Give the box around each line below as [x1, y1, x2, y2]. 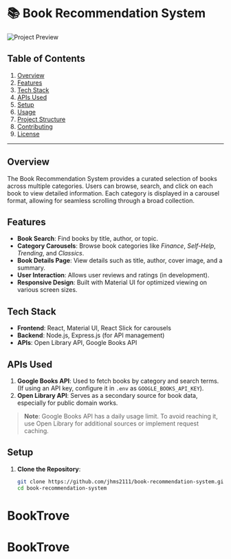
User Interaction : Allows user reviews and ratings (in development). [16, 271, 210, 279]
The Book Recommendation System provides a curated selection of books [7, 174, 218, 182]
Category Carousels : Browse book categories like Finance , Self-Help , [16, 242, 217, 250]
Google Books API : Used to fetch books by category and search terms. [16, 377, 219, 385]
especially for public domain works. [16, 399, 118, 407]
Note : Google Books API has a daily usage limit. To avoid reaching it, [23, 412, 218, 420]
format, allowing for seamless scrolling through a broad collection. [7, 196, 195, 204]
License [16, 129, 40, 138]
